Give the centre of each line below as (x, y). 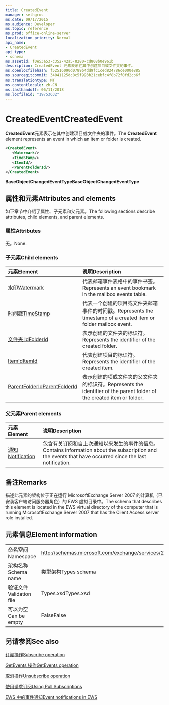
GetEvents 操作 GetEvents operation (42, 665)
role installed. (19, 518)
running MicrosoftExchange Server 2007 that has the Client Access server (82, 513)
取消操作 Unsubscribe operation (38, 676)
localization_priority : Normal (38, 38)
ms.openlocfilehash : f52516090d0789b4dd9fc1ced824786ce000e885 (73, 71)
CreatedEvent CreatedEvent (64, 119)
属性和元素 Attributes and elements (60, 199)
